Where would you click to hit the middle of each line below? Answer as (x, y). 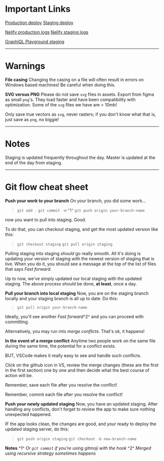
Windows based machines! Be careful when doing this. (60, 85)
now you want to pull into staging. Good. (46, 220)
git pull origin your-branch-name (52, 307)
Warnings (25, 66)
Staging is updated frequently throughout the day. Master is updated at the (80, 157)
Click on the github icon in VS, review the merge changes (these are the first (82, 365)
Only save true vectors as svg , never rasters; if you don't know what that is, (81, 114)
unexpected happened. (29, 414)
